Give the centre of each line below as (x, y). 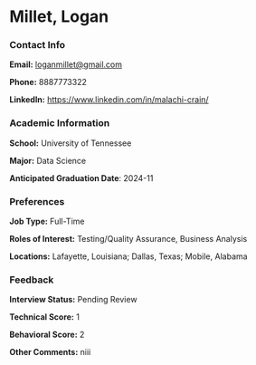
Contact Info (38, 45)
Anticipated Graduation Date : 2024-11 (81, 178)
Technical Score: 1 (44, 317)
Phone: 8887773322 (48, 82)
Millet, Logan (59, 17)
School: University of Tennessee (71, 143)
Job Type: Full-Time (47, 221)
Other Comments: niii (50, 352)
